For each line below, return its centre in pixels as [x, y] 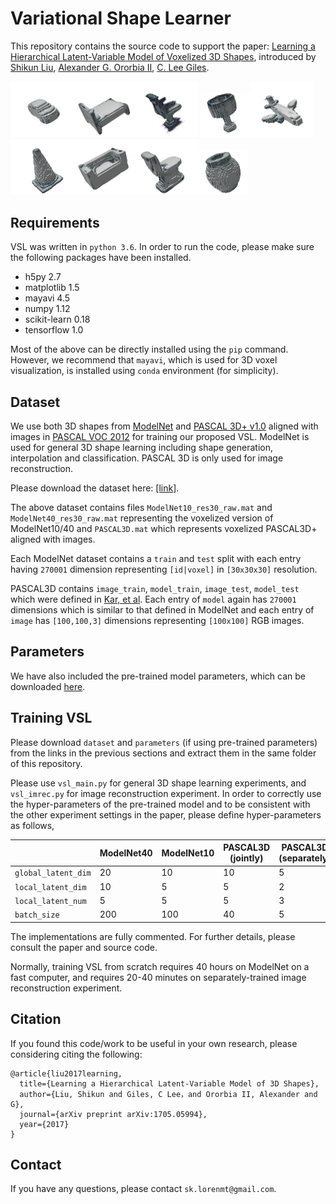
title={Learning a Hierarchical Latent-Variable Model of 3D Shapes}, [169, 1083]
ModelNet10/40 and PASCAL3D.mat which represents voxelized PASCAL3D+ [164, 529]
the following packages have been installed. [101, 258]
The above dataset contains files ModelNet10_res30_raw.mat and [141, 508]
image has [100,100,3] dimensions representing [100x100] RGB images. [157, 621]
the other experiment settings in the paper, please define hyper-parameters [166, 814]
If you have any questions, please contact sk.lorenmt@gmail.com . [143, 1189]
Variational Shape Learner [121, 18]
